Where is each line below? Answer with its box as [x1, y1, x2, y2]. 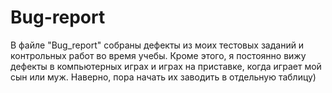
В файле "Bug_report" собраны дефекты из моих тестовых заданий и [10, 39, 305, 51]
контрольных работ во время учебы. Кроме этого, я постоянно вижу [10, 49, 307, 61]
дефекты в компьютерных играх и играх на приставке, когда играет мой [10, 60, 322, 72]
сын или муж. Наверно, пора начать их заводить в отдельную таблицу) [10, 71, 317, 83]
